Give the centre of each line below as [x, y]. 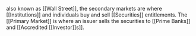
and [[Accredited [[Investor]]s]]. [45, 27]
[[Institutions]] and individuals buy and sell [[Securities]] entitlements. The [97, 15]
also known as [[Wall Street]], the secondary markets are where [84, 9]
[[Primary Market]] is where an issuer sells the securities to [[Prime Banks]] [98, 21]
